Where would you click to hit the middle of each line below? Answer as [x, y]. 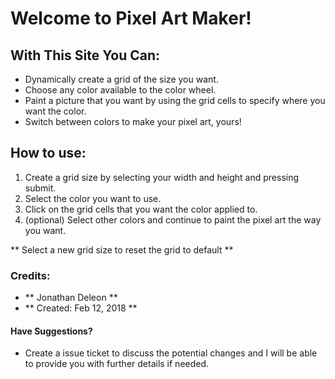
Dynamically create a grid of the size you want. [121, 79]
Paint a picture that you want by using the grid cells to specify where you [175, 100]
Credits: [30, 275]
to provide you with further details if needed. [117, 364]
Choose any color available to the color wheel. [120, 90]
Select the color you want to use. [93, 198]
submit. [40, 188]
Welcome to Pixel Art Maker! [131, 18]
